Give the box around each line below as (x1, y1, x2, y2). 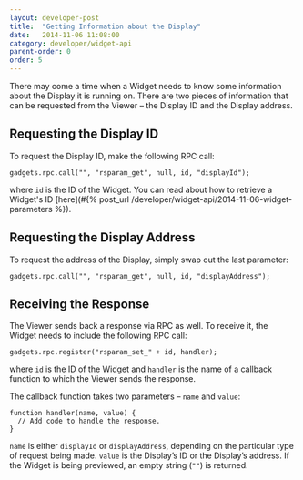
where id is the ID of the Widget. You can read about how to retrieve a (9, 184, 273, 195)
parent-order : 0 (9, 47, 71, 56)
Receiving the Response (9, 297, 150, 312)
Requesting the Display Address (9, 230, 196, 246)
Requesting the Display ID (9, 127, 159, 142)
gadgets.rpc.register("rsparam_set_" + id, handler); (9, 348, 218, 357)
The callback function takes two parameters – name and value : (9, 391, 241, 402)
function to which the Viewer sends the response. (9, 373, 197, 384)
